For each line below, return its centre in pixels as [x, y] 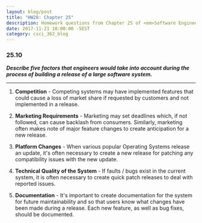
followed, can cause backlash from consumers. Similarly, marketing [99, 122]
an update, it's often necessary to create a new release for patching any [104, 153]
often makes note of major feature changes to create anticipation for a [102, 129]
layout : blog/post [29, 12]
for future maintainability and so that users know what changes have [100, 202]
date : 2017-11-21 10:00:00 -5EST [48, 28]
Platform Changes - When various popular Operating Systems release [102, 147]
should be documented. [44, 215]
